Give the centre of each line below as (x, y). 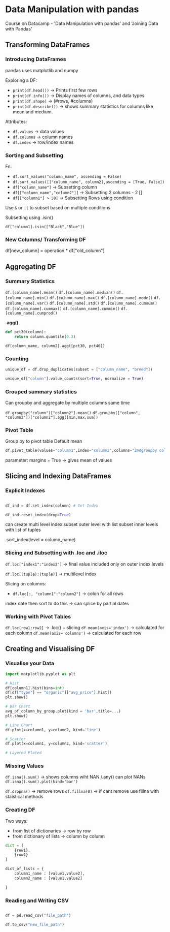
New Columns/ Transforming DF (46, 239)
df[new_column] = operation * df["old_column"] (55, 251)
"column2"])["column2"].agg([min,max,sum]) (52, 417)
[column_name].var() (27, 303)
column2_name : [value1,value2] (48, 878)
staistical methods (24, 797)
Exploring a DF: (21, 80)
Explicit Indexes (25, 490)
